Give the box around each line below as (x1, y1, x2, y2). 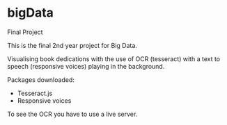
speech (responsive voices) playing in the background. (7, 62, 165, 70)
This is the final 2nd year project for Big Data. (7, 41, 138, 49)
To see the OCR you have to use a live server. (7, 110, 138, 118)
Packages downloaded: (7, 75, 75, 84)
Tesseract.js (17, 89, 53, 97)
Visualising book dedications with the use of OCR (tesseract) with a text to (7, 54, 221, 63)
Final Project (7, 28, 43, 36)
